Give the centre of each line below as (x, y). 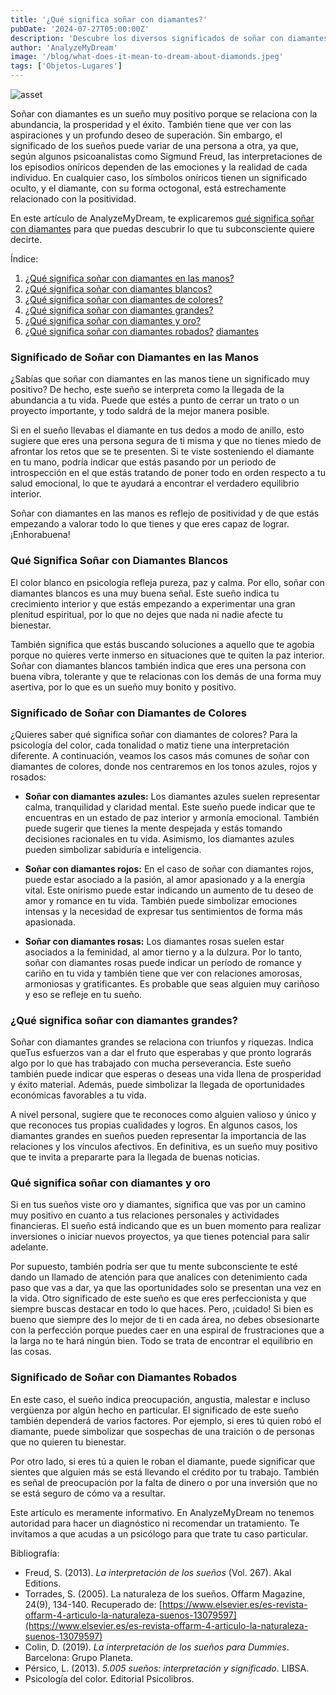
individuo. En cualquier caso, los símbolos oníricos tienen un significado (159, 177)
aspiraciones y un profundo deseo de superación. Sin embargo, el (146, 135)
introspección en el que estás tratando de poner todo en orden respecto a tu (168, 473)
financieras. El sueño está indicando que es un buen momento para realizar (166, 1226)
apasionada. (50, 922)
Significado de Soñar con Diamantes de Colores (128, 713)
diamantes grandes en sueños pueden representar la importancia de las (158, 1136)
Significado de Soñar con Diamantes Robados (124, 1378)
